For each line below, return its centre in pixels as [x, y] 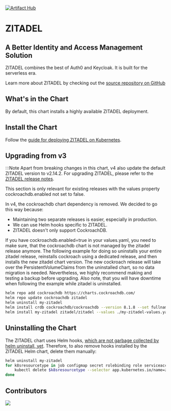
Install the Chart [31, 128]
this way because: [24, 210]
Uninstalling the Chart [41, 328]
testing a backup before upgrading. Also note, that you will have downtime [83, 278]
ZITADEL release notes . [30, 179]
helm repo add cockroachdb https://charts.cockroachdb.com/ [70, 293]
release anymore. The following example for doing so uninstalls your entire [83, 251]
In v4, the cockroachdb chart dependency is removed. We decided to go [81, 204]
